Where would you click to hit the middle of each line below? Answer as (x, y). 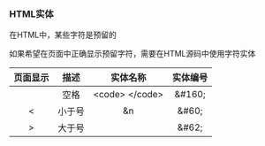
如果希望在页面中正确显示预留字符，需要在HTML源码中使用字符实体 (132, 54)
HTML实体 (32, 13)
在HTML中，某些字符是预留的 (63, 35)
